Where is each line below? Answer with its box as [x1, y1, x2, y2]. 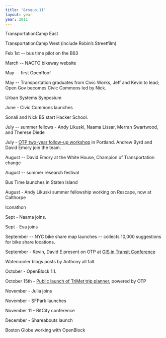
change [5, 160, 21, 166]
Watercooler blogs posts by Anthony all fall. [5, 259, 96, 265]
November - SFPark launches [5, 298, 66, 304]
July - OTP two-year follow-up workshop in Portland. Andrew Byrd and [5, 139, 152, 146]
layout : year [5, 12, 33, 17]
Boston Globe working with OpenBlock [5, 327, 86, 333]
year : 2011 [5, 17, 28, 22]
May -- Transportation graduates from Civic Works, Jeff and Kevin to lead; [5, 79, 159, 86]
